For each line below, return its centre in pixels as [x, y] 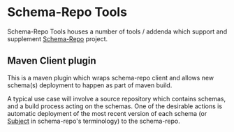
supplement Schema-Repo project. [58, 38]
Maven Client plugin [52, 61]
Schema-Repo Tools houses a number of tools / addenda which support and [117, 31]
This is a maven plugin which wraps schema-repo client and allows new [111, 78]
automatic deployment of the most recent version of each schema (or [107, 113]
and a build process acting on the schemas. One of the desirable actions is [115, 106]
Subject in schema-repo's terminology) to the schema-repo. [94, 121]
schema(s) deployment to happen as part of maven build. [90, 85]
